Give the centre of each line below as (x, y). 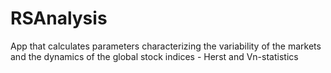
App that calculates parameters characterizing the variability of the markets (166, 46)
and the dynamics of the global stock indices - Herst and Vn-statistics (154, 56)
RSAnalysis (59, 18)
